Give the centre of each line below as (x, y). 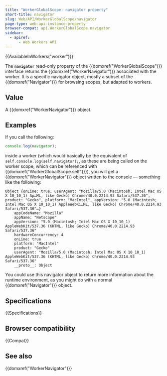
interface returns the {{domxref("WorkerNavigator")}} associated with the (81, 71)
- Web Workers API (37, 42)
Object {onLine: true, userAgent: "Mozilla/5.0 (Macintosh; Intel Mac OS (83, 191)
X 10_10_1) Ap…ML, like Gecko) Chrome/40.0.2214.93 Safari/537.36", (78, 196)
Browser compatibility (40, 328)
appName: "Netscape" (35, 218)
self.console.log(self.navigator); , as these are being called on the (76, 161)
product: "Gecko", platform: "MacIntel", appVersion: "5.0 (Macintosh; (81, 200)
